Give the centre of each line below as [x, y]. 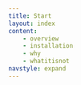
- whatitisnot [46, 62]
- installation [48, 46]
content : [23, 31]
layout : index [32, 23]
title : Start [30, 16]
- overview [41, 38]
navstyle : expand [37, 69]
